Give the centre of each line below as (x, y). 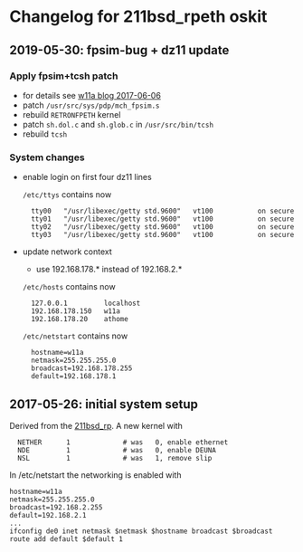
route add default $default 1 (66, 539)
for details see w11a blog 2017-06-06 (91, 95)
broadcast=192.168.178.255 (82, 368)
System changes (47, 157)
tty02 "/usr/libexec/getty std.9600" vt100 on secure (163, 227)
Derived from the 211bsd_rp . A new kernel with (96, 425)
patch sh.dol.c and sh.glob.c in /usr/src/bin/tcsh (118, 124)
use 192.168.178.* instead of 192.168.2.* (109, 270)
